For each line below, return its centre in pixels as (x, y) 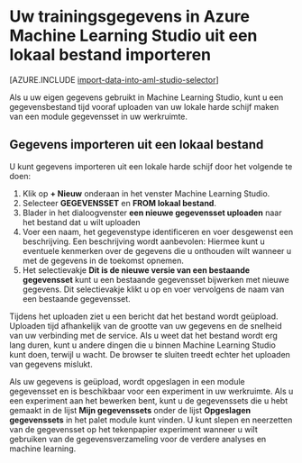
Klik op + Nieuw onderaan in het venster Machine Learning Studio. (146, 193)
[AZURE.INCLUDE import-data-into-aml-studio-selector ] (114, 79)
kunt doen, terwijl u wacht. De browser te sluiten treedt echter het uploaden (150, 354)
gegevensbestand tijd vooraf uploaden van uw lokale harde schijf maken (144, 106)
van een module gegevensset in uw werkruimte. (98, 116)
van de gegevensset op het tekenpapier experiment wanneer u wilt (134, 429)
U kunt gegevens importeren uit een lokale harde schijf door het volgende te (151, 166)
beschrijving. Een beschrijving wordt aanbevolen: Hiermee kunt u (144, 241)
